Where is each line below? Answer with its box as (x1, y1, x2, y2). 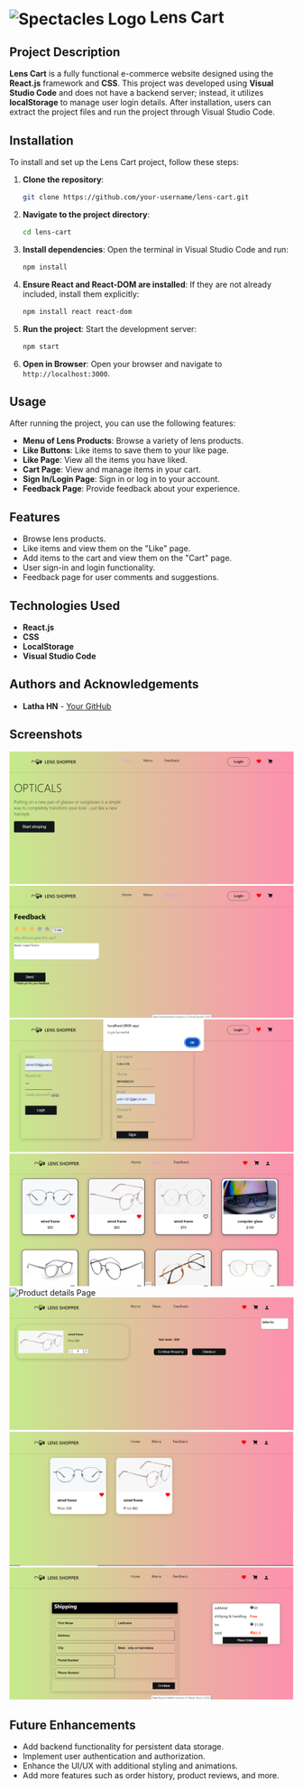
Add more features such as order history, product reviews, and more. (22, 1770, 280, 1781)
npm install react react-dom (22, 307, 133, 316)
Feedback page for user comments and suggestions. (22, 572, 219, 583)
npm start (22, 342, 60, 351)
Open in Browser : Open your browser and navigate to (22, 358, 223, 369)
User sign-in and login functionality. (22, 562, 156, 573)
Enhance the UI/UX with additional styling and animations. (22, 1760, 239, 1771)
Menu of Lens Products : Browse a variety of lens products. (22, 436, 243, 447)
